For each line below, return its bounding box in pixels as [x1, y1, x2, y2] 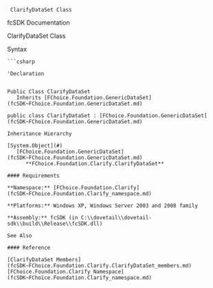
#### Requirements [7, 172, 60, 179]
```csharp [7, 58, 36, 65]
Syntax [7, 45, 27, 53]
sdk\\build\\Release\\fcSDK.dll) [7, 220, 103, 227]
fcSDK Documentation [7, 19, 70, 27]
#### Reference [7, 244, 51, 251]
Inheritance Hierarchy [7, 130, 72, 137]
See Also [7, 232, 32, 239]
